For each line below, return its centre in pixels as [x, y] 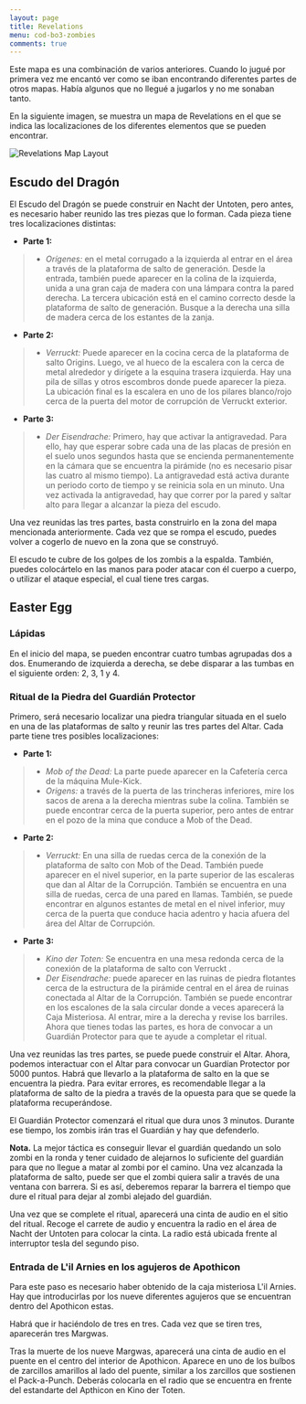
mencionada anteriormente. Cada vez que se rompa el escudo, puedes [143, 532]
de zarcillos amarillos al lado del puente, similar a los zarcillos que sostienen [153, 1371]
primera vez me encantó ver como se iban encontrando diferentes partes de [153, 80]
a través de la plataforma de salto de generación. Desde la [155, 269]
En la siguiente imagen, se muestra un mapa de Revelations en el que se [145, 116]
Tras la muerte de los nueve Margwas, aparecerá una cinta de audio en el [148, 1351]
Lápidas [27, 633]
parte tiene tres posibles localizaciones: [84, 736]
